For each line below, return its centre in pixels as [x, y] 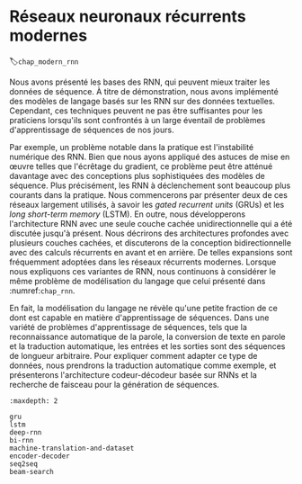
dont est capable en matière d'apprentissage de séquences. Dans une [139, 318]
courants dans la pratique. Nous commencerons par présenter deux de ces [148, 194]
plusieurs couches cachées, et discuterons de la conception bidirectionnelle [151, 242]
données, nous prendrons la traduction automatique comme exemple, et [143, 365]
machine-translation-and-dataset [72, 448]
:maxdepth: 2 [34, 401]
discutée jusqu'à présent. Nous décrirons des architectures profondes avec [149, 233]
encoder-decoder [40, 456]
